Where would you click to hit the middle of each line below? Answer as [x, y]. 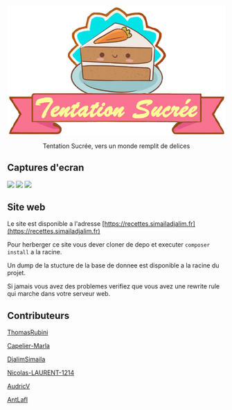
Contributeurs [38, 315]
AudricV [19, 386]
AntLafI [18, 400]
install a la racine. [35, 252]
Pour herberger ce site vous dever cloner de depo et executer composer [108, 245]
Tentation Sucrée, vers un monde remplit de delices [116, 146]
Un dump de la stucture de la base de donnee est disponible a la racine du [113, 265]
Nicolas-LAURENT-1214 [41, 373]
